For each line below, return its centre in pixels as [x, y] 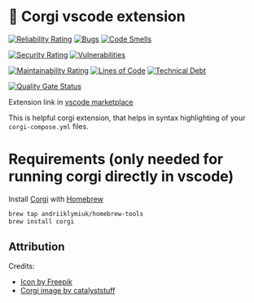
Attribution [37, 247]
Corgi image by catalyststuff [68, 291]
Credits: [22, 266]
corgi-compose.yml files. [49, 126]
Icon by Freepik [46, 282]
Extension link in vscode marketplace [71, 102]
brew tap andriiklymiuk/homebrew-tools [76, 214]
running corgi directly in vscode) [121, 177]
